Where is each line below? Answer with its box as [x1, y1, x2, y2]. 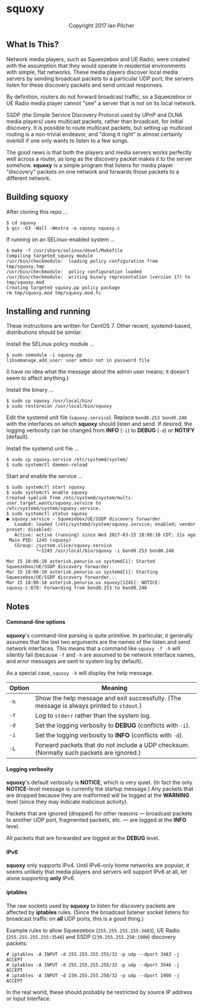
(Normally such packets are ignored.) [35, 748, 141, 757]
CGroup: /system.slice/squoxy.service [14, 543, 112, 549]
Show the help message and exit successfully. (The [35, 694, 181, 702]
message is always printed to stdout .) [35, 701, 142, 710]
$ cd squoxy [6, 220, 36, 226]
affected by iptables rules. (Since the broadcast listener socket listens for [6, 908, 190, 916]
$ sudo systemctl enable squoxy [6, 489, 88, 496]
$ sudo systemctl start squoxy [6, 484, 85, 491]
